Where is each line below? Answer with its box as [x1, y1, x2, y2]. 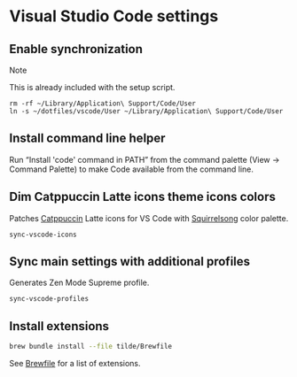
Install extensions [9, 319, 109, 334]
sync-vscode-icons [9, 230, 77, 239]
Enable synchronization [9, 42, 144, 57]
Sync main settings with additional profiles [9, 254, 251, 269]
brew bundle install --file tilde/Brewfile [9, 342, 173, 351]
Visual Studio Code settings [9, 6, 219, 27]
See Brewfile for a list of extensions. [9, 358, 141, 369]
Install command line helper [9, 131, 166, 146]
